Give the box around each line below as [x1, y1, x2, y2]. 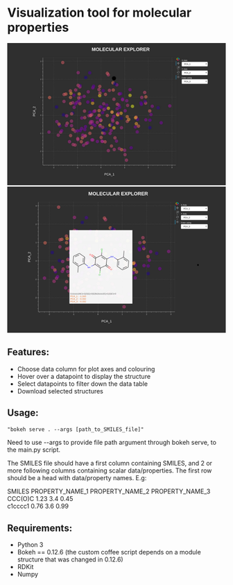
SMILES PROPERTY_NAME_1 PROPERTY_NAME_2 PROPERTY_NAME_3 [7, 487, 211, 495]
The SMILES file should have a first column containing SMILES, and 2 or [7, 459, 213, 468]
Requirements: [7, 522, 73, 534]
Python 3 [17, 541, 44, 549]
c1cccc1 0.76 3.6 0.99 [7, 502, 69, 511]
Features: [7, 346, 50, 358]
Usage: [7, 407, 40, 418]
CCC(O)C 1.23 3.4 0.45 [7, 495, 74, 503]
